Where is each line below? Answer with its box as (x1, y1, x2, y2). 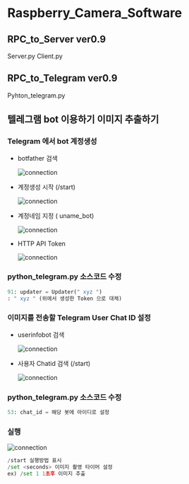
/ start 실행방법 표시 (7, 457, 62, 464)
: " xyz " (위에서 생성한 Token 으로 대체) (7, 295, 122, 302)
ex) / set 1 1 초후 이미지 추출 (7, 471, 86, 478)
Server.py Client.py (7, 52, 63, 60)
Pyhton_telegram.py (7, 91, 66, 100)
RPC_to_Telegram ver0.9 (7, 72, 118, 84)
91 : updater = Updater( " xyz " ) (7, 288, 102, 295)
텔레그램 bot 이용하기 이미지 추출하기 (7, 113, 159, 125)
